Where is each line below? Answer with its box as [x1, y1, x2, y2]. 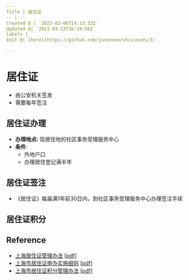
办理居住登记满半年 [24, 158, 72, 165]
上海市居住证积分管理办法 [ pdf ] [14, 267, 93, 274]
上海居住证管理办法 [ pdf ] [14, 252, 77, 259]
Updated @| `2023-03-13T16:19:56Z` [6, 25, 96, 32]
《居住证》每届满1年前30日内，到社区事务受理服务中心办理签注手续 [14, 195, 183, 202]
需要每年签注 [14, 99, 47, 106]
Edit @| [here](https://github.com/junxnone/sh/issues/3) [6, 37, 155, 43]
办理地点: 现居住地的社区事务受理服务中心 [14, 135, 120, 143]
